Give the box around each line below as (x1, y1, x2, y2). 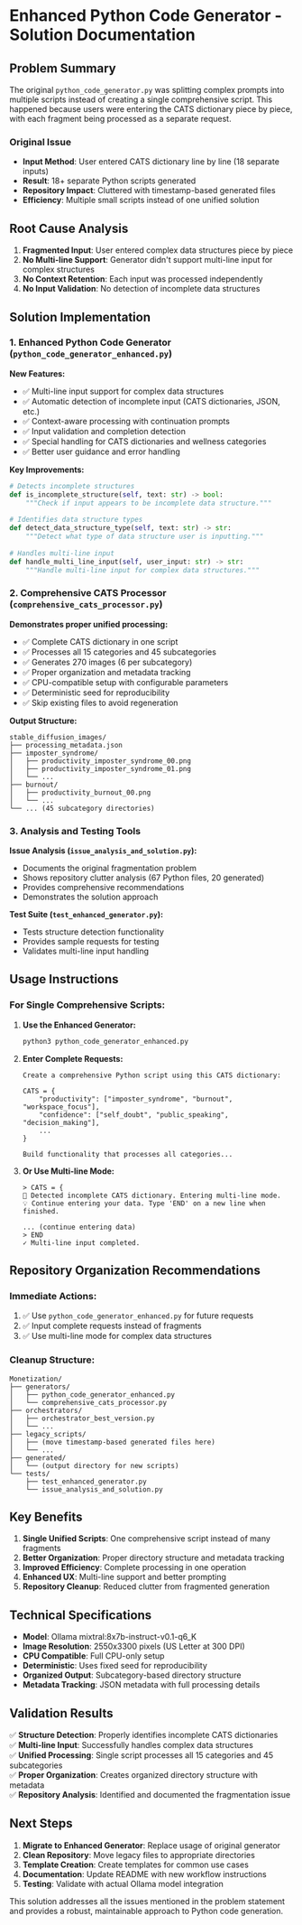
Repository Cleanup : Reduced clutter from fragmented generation (22, 1581, 270, 1592)
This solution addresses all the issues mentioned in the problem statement (9, 1895, 286, 1906)
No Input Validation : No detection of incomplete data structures (22, 284, 261, 294)
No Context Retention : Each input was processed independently (22, 274, 263, 284)
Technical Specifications (9, 1607, 152, 1623)
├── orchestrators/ (9, 1406, 83, 1415)
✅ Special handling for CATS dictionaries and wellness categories (22, 435, 267, 447)
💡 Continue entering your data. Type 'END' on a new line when (22, 1198, 266, 1208)
